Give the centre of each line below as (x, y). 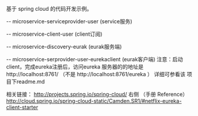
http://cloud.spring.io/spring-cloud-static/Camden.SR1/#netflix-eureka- (94, 101)
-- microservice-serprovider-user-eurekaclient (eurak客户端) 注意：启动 (95, 59)
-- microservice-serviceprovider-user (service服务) (69, 21)
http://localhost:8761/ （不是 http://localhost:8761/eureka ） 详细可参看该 (96, 74)
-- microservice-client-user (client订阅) (54, 34)
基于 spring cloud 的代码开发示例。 (49, 9)
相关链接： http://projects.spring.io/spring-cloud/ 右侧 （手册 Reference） (97, 94)
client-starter (22, 107)
